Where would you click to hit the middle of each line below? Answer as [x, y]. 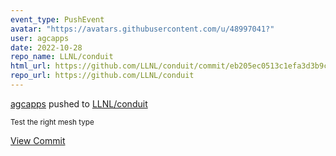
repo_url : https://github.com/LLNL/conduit [102, 76]
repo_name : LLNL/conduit [62, 57]
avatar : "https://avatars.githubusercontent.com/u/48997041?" [142, 29]
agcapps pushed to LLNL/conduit [79, 103]
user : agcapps [40, 38]
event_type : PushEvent [57, 19]
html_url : [31, 66]
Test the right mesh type [52, 122]
